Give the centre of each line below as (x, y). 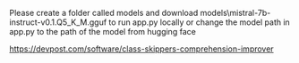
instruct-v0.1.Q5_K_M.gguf (58, 22)
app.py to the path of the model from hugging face (103, 31)
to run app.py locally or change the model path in (200, 22)
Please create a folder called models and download (104, 13)
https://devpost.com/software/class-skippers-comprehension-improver (142, 49)
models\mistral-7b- (235, 13)
